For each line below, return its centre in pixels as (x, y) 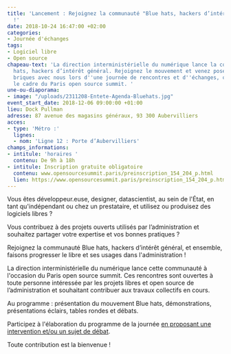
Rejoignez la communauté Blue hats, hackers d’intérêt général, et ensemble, (115, 247)
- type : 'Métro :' (33, 129)
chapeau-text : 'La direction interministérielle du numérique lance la (112, 65)
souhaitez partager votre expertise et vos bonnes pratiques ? (93, 234)
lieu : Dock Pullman (35, 109)
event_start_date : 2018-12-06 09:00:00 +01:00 (75, 103)
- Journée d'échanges (38, 39)
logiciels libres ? (30, 214)
